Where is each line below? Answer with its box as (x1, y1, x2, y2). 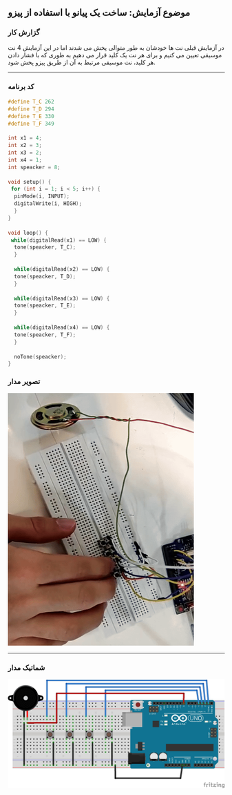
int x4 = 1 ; (8, 156, 42, 163)
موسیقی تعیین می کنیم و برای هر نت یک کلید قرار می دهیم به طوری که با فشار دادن (8, 50, 222, 59)
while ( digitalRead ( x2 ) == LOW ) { (14, 266, 110, 273)
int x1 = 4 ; (8, 135, 42, 142)
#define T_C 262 (8, 98, 54, 105)
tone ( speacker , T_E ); (14, 302, 76, 309)
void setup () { (8, 178, 52, 185)
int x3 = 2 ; (8, 149, 42, 156)
